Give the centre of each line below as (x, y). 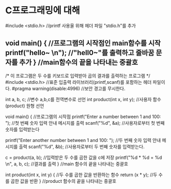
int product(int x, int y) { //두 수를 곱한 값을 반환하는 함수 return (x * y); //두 (81, 175)
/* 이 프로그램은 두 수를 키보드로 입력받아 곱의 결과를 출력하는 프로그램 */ (78, 76)
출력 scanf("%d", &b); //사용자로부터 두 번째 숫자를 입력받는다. (81, 147)
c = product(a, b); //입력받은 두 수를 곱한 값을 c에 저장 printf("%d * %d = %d (84, 157)
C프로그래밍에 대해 (43, 10)
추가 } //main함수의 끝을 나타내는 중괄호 (79, 63)
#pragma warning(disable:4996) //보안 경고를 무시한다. (69, 88)
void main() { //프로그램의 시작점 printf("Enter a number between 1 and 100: (83, 116)
